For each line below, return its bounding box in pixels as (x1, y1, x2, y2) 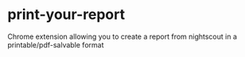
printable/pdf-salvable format (7, 40, 104, 49)
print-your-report (7, 6, 125, 24)
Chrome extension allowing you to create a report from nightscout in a (7, 32, 238, 41)
